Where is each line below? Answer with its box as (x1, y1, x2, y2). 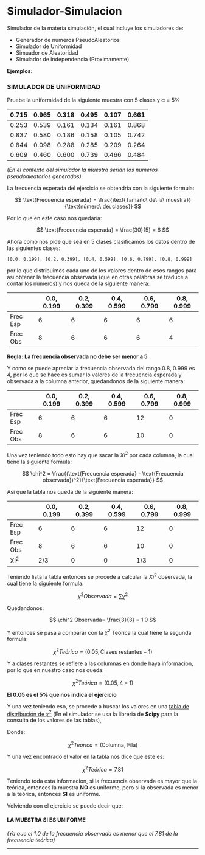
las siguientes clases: (7, 244, 61, 252)
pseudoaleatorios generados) (7, 173, 82, 180)
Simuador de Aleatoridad (15, 49, 78, 56)
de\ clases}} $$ (102, 202, 142, 210)
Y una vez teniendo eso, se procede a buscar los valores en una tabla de (7, 702, 189, 710)
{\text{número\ (64, 202, 102, 210)
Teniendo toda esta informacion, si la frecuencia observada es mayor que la (7, 777, 197, 785)
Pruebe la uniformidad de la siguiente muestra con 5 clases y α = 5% (7, 96, 180, 104)
